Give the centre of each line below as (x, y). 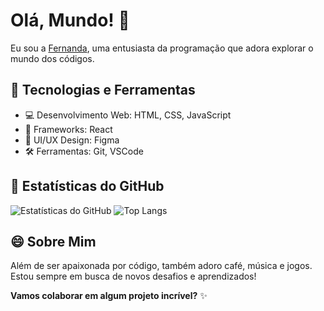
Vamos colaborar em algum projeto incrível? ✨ (109, 296)
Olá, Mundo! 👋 (70, 20)
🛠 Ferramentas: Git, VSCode (84, 151)
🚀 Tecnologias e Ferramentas (103, 90)
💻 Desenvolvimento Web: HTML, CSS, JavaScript (128, 115)
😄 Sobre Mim (53, 241)
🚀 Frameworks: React (68, 129)
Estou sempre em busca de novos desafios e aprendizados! (133, 276)
